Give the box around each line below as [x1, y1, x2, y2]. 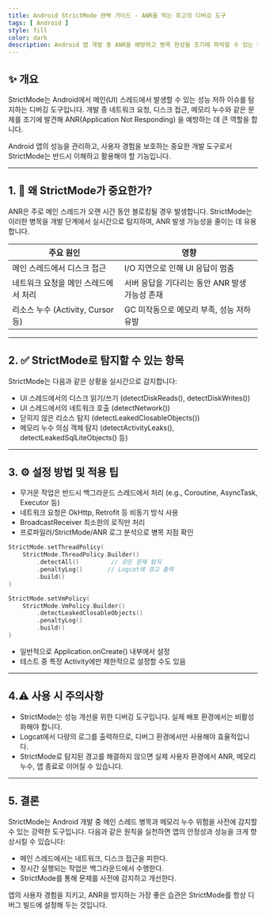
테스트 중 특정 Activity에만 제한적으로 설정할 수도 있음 [19, 656, 186, 666]
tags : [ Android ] [8, 19, 69, 27]
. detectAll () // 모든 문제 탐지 [36, 558, 162, 566]
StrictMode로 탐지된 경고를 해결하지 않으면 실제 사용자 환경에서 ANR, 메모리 [19, 751, 256, 761]
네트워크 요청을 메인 [12, 277, 83, 288]
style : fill [8, 26, 47, 34]
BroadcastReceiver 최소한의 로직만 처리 [19, 518, 146, 527]
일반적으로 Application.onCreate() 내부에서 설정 [19, 646, 170, 656]
